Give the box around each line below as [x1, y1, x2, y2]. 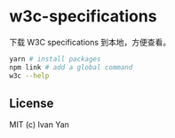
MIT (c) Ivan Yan [9, 119, 69, 130]
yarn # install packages [9, 54, 101, 63]
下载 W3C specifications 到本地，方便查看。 [9, 37, 171, 47]
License [9, 95, 54, 110]
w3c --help [9, 71, 50, 80]
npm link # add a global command [9, 62, 133, 72]
